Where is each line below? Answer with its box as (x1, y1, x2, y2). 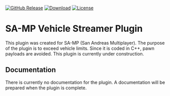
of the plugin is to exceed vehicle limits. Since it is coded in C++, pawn (5, 45, 155, 51)
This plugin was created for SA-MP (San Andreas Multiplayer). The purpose (5, 40, 165, 46)
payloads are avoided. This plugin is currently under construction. (5, 50, 144, 56)
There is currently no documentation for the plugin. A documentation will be (5, 79, 165, 85)
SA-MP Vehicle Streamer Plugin (5, 23, 143, 34)
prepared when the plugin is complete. (5, 85, 87, 91)
